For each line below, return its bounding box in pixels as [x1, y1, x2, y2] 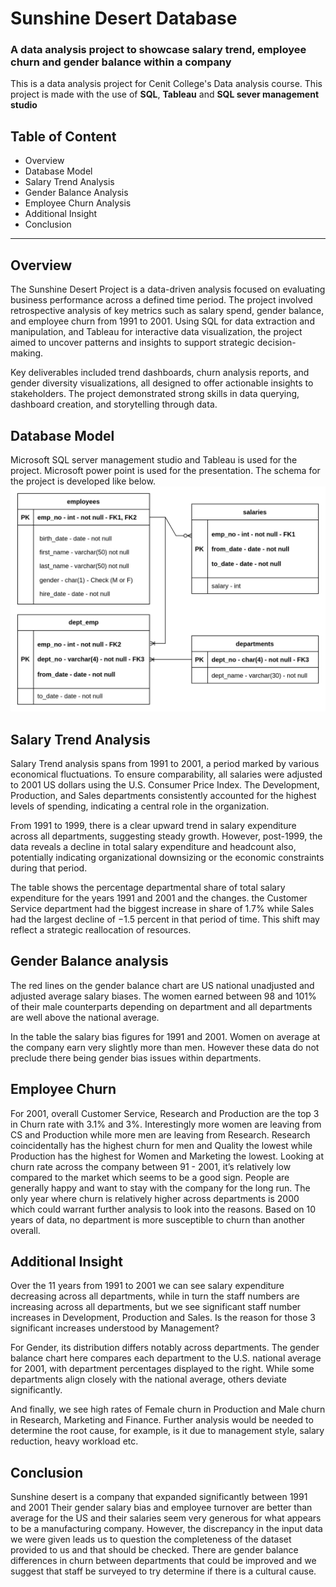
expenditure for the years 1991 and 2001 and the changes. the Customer [10, 892, 308, 904]
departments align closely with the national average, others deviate [10, 1373, 287, 1386]
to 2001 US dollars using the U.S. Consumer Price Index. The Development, [10, 779, 320, 791]
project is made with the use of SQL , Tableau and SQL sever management [10, 88, 320, 101]
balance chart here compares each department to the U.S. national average [10, 1352, 322, 1364]
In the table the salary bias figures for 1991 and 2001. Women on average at [10, 1030, 321, 1042]
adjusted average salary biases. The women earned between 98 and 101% [10, 990, 317, 1002]
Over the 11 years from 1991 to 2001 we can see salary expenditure [10, 1280, 285, 1292]
